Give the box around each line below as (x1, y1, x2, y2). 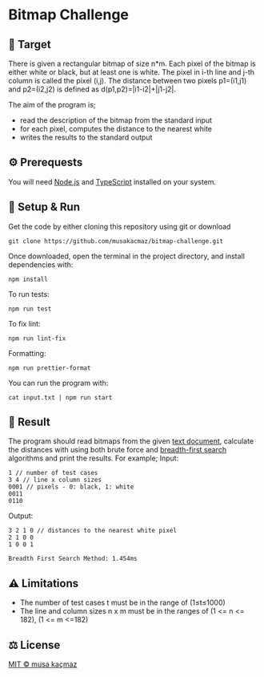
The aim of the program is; (8, 100, 96, 109)
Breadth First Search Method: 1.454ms (8, 555, 138, 563)
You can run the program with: (8, 378, 109, 387)
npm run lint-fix (8, 334, 66, 343)
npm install (8, 275, 48, 283)
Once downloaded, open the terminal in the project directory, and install (8, 251, 246, 261)
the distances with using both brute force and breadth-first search (8, 445, 226, 455)
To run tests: (8, 289, 50, 298)
